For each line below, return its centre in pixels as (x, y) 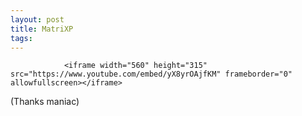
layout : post (37, 19)
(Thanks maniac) (45, 102)
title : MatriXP (42, 29)
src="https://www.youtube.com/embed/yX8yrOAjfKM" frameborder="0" (151, 74)
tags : (21, 38)
